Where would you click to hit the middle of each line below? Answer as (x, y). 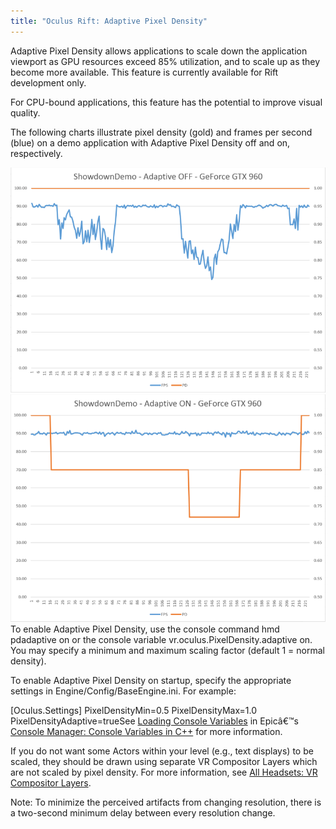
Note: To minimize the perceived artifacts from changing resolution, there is (166, 802)
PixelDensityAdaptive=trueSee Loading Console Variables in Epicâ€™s (154, 721)
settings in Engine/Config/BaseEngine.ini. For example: (123, 691)
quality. (25, 112)
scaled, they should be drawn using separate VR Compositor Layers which (164, 762)
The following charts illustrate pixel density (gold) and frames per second (161, 132)
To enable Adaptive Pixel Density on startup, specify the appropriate (151, 681)
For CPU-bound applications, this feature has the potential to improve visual (166, 102)
